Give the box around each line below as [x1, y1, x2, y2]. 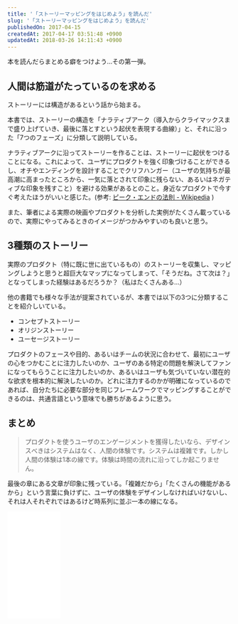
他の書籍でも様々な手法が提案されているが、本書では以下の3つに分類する [7, 292, 222, 301]
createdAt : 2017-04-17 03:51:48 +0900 [7, 30, 122, 38]
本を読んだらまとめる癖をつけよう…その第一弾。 [7, 58, 151, 66]
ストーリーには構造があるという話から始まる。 [7, 100, 144, 109]
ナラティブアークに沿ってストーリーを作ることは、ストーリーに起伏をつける [7, 148, 231, 157]
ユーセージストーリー [17, 334, 80, 343]
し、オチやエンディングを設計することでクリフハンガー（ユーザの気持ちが [7, 166, 225, 174]
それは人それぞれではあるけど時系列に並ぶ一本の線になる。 [7, 497, 182, 505]
